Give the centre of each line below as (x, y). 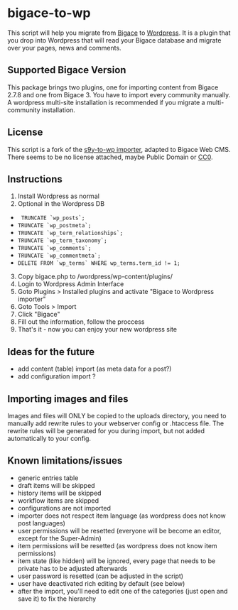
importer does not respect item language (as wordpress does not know (121, 516)
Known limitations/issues (65, 461)
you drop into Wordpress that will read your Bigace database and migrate (114, 40)
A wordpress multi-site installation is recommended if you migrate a (106, 102)
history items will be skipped (59, 493)
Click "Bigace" (39, 315)
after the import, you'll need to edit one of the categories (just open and (123, 591)
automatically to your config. (49, 439)
